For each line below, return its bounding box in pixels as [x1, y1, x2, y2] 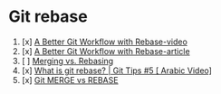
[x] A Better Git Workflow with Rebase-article [21, 45, 191, 56]
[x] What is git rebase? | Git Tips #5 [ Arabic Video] [21, 65, 212, 76]
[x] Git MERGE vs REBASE [21, 74, 119, 85]
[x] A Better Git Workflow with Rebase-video [21, 36, 187, 47]
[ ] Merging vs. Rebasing [21, 55, 114, 66]
